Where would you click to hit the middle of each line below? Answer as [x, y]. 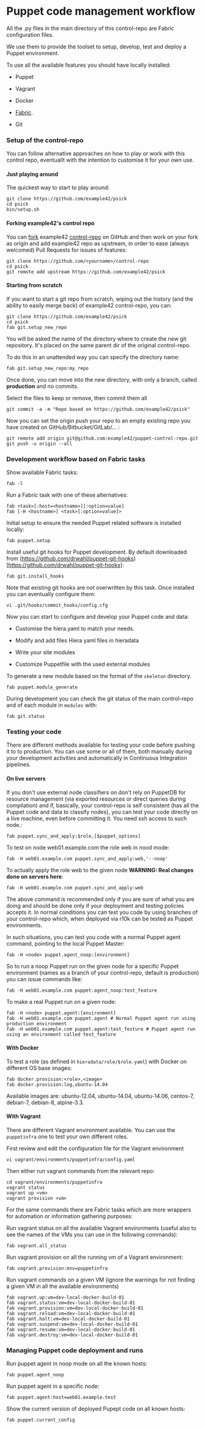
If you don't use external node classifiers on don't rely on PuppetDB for [96, 792]
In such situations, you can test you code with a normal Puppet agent [94, 937]
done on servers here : [35, 877]
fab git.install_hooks [35, 576]
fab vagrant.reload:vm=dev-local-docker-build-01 [71, 1314]
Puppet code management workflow [101, 11]
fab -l [15, 484]
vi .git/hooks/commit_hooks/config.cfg [57, 605]
